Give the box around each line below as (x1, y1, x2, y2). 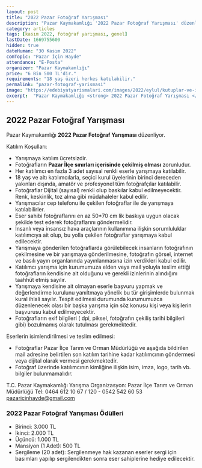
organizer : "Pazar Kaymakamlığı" (6, 64, 90, 71)
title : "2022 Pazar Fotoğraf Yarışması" (6, 14, 109, 20)
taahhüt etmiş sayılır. (14, 276, 66, 283)
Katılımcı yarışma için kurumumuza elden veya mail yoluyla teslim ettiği (14, 263, 191, 270)
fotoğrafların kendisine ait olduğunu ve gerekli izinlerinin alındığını (14, 269, 178, 277)
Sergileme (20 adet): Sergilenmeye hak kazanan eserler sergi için (14, 448, 177, 455)
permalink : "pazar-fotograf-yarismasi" (6, 82, 106, 88)
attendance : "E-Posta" (6, 59, 63, 65)
